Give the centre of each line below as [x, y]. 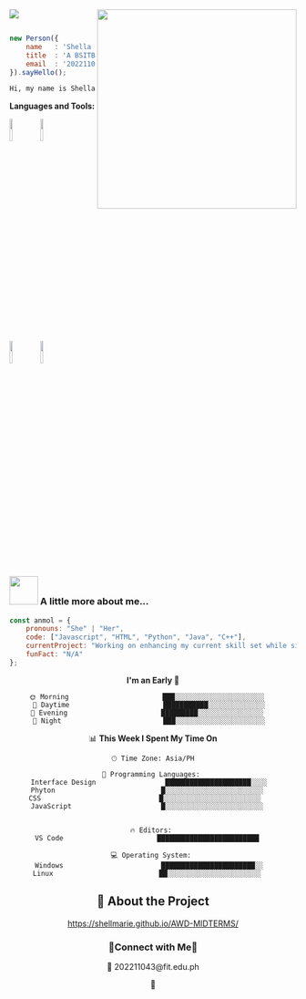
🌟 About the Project [153, 901]
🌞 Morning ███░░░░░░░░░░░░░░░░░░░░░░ [147, 696]
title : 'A [48, 55]
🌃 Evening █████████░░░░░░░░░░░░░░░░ [147, 713]
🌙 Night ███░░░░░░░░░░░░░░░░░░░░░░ [149, 721]
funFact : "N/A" [55, 654]
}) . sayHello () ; [38, 72]
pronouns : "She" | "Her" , [75, 629]
